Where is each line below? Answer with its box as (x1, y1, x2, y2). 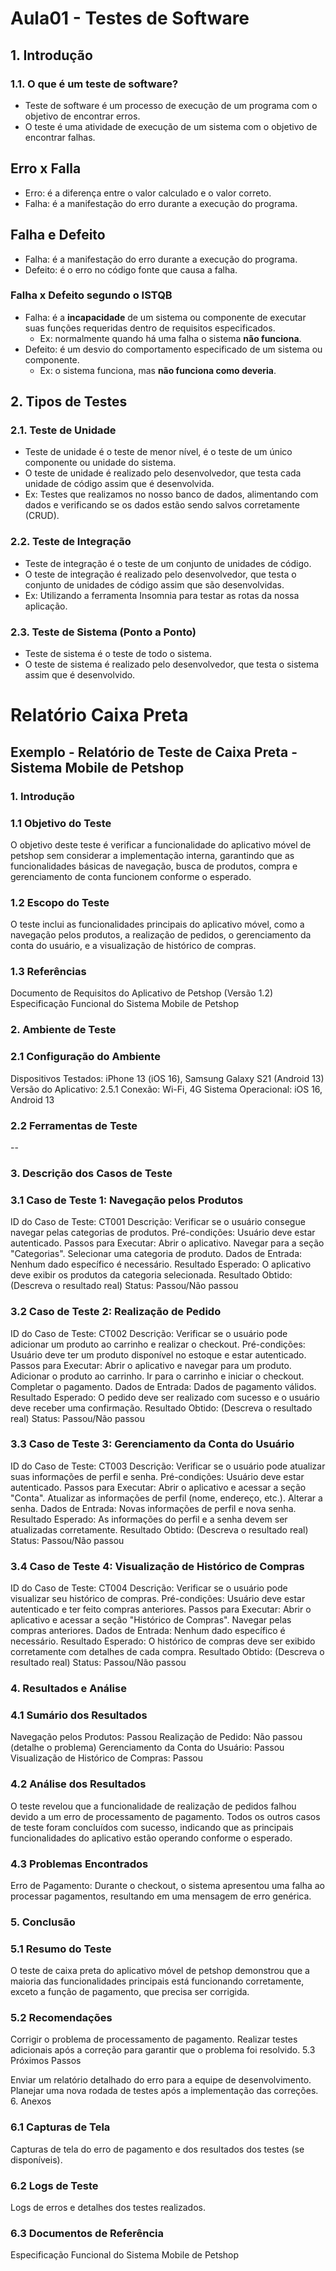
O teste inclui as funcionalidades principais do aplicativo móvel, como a (10, 918, 305, 931)
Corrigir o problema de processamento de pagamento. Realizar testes (10, 2033, 298, 2046)
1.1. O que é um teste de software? (10, 77, 179, 91)
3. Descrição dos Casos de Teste (10, 1166, 173, 1180)
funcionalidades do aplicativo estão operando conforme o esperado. (10, 1832, 293, 1844)
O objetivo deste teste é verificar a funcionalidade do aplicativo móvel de (10, 838, 312, 851)
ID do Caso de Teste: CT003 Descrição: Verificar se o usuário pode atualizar (10, 1460, 326, 1472)
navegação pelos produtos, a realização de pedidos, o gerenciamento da (10, 929, 312, 941)
